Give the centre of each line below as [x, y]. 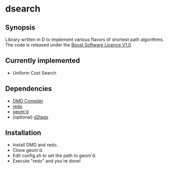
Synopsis [20, 27]
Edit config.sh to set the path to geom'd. [54, 156]
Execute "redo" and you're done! [47, 161]
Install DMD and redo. [35, 145]
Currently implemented [43, 61]
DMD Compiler [28, 101]
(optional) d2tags [31, 117]
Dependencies [29, 89]
